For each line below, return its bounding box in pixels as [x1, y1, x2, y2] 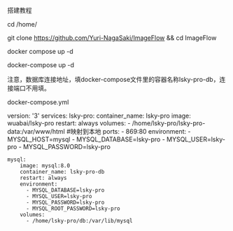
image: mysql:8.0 [20, 162, 71, 169]
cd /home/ [7, 20, 37, 28]
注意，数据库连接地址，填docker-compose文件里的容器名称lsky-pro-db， [7, 76, 220, 83]
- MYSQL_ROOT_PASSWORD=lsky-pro [25, 205, 120, 212]
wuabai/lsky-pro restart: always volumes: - [7, 119, 131, 127]
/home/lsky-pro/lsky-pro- [132, 119, 206, 127]
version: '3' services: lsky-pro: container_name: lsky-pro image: [7, 111, 191, 120]
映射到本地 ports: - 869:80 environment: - [70, 127, 191, 135]
